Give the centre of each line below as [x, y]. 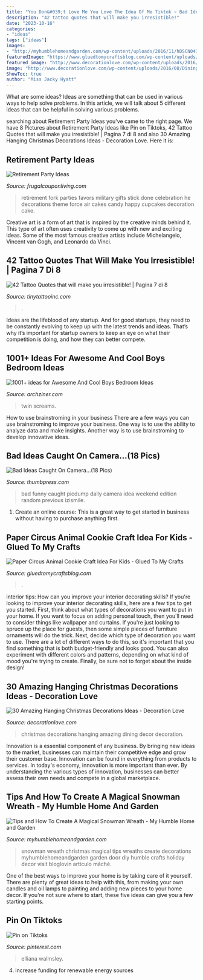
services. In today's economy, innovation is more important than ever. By [97, 765]
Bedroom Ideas [35, 368]
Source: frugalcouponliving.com [46, 186]
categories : [21, 29]
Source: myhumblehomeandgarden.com [56, 839]
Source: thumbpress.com [38, 482]
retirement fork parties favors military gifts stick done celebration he [106, 197]
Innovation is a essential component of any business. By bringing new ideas [101, 746]
